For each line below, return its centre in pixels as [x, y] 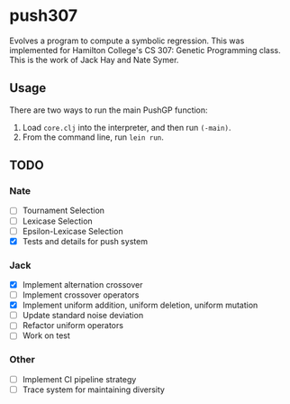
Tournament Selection [63, 211]
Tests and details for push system [85, 241]
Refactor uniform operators [73, 326]
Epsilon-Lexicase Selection [72, 231]
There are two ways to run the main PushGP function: [109, 110]
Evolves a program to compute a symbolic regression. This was [127, 41]
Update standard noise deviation [83, 316]
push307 [44, 16]
